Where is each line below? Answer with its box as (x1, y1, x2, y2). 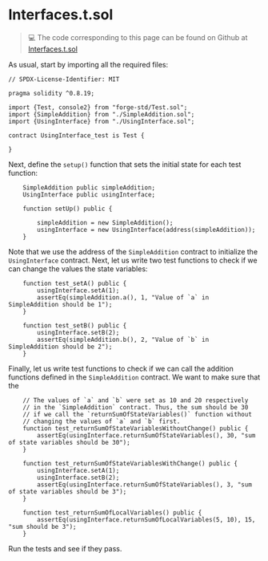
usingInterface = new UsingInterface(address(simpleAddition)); (37, 226, 256, 234)
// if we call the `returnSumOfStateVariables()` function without (22, 410, 252, 418)
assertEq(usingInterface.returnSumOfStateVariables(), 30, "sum (37, 431, 256, 439)
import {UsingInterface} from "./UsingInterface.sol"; (8, 117, 195, 125)
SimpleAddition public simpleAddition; (22, 183, 156, 192)
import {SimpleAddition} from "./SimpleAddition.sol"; (8, 110, 195, 118)
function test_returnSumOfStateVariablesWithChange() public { (22, 459, 238, 467)
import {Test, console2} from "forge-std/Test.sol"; (8, 103, 188, 112)
